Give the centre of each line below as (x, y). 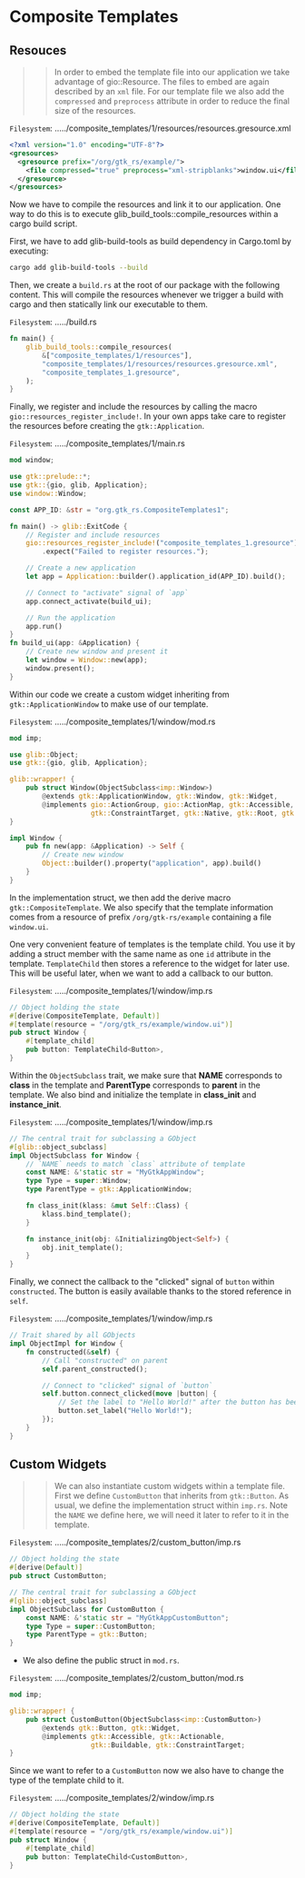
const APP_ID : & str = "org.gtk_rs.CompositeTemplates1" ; (119, 510)
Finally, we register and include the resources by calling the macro (133, 407)
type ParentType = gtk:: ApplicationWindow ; (109, 1189)
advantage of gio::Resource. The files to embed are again (162, 82)
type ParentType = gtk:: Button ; (87, 1635)
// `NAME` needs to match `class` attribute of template (136, 1164)
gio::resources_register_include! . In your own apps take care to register (148, 416)
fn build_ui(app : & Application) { (75, 643)
